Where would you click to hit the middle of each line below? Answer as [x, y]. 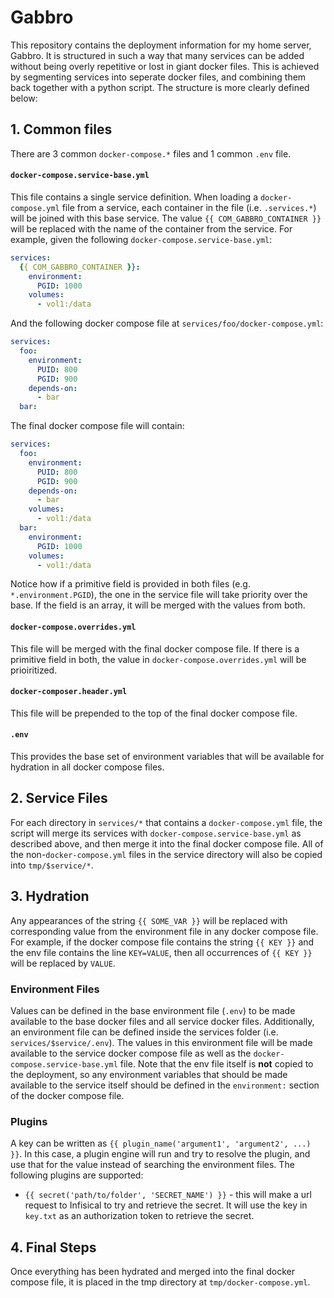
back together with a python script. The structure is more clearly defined [160, 87]
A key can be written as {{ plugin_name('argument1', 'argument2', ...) [161, 1143]
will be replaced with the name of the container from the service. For [151, 228]
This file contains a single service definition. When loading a [134, 197]
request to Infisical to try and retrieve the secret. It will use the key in [166, 1205]
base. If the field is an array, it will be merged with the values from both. [158, 605]
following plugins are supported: [77, 1175]
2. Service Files [59, 798]
